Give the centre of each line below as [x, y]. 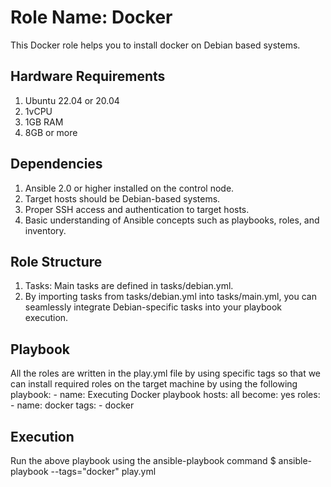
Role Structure [56, 261]
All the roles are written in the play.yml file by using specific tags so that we [166, 373]
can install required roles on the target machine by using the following [154, 384]
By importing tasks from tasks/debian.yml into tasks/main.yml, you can [170, 297]
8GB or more [51, 132]
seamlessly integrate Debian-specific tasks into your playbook [153, 307]
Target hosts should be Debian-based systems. [122, 198]
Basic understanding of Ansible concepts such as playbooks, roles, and [172, 220]
